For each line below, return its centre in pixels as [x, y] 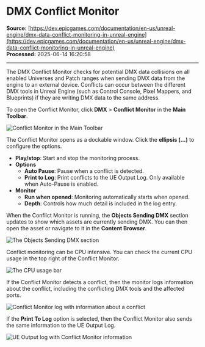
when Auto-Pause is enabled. [61, 184]
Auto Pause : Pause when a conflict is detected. [84, 171]
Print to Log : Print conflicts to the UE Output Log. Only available [104, 177]
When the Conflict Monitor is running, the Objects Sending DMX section [98, 215]
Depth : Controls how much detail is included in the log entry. [100, 203]
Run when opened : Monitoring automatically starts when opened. [107, 197]
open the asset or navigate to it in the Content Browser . [77, 228]
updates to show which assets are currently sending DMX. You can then [97, 222]
